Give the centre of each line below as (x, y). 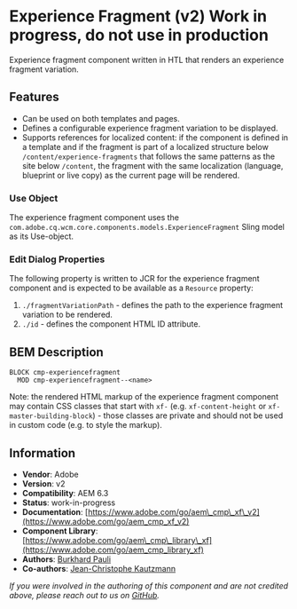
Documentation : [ (55, 511)
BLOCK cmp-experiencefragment (65, 373)
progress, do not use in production (139, 35)
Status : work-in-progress (69, 502)
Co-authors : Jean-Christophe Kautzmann (98, 568)
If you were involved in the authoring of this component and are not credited (149, 585)
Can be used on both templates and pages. (101, 118)
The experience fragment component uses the (94, 217)
